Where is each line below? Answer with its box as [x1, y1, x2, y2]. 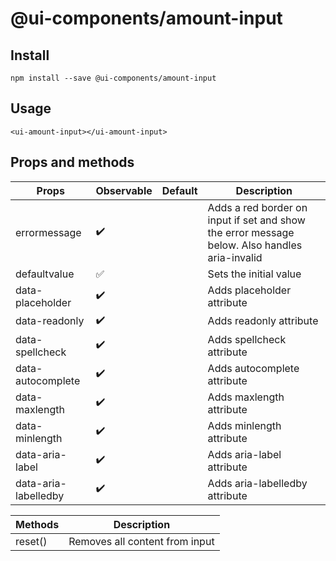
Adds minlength [207, 418, 282, 432]
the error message [207, 225, 295, 239]
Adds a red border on [207, 200, 308, 214]
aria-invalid [207, 250, 263, 264]
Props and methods [10, 154, 135, 171]
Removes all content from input [68, 534, 215, 548]
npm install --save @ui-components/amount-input [10, 73, 217, 83]
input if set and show [207, 213, 306, 227]
